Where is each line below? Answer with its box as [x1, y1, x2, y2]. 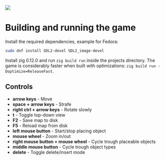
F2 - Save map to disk [12, 117, 58, 123]
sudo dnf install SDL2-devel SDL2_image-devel [5, 48, 104, 53]
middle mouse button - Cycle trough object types [12, 143, 116, 150]
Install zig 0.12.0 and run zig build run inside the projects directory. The [5, 57, 155, 63]
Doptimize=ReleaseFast [5, 69, 53, 74]
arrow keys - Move [12, 96, 53, 102]
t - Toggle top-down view [12, 112, 66, 118]
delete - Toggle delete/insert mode [12, 149, 85, 155]
